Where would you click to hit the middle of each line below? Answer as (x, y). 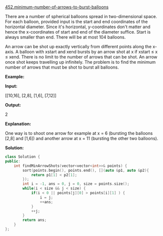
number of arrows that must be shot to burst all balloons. (62, 67)
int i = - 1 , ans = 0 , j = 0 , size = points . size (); (76, 184)
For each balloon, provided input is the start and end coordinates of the (76, 22)
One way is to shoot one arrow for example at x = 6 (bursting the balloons (79, 133)
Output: (13, 105)
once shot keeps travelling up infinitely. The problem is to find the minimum (80, 62)
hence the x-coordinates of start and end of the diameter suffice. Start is (78, 32)
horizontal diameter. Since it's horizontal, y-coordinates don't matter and (78, 27)
